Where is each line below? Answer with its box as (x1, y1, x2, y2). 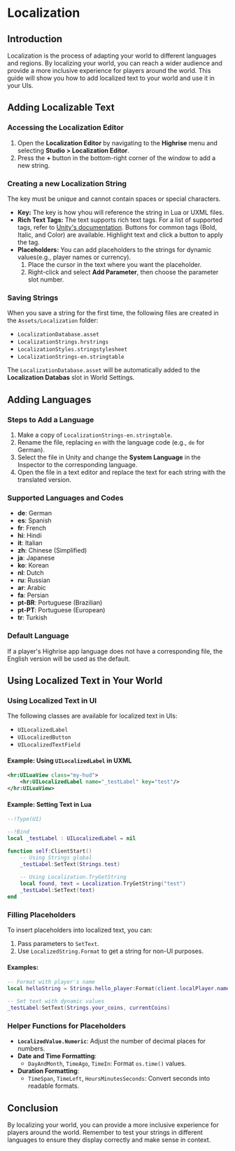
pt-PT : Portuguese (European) (17, 606, 106, 614)
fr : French (17, 524, 47, 532)
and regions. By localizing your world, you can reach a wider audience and (7, 59, 222, 67)
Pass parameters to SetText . (17, 940, 99, 948)
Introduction (7, 33, 63, 45)
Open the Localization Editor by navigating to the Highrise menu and (17, 138, 218, 147)
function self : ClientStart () (7, 848, 92, 855)
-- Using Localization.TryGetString (20, 874, 127, 881)
